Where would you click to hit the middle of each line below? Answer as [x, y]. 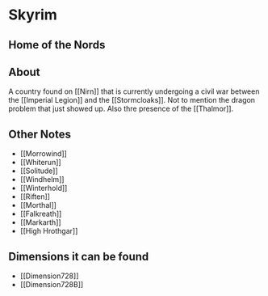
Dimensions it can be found [79, 256]
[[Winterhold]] [44, 188]
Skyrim [33, 15]
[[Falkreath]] [41, 214]
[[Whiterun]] [41, 163]
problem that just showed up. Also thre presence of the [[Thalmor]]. [121, 109]
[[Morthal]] [38, 205]
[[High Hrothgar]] [49, 231]
